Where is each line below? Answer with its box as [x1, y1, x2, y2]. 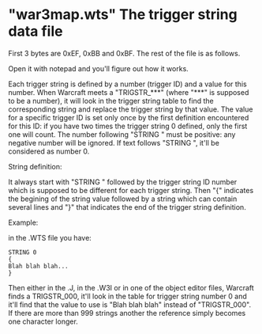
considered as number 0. [8, 146, 90, 156]
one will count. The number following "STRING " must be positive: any [8, 129, 236, 139]
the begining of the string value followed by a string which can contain [8, 194, 238, 203]
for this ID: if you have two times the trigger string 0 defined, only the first [8, 121, 248, 131]
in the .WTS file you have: [8, 233, 92, 242]
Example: [8, 218, 39, 227]
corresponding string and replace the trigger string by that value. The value [8, 104, 253, 114]
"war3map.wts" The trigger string [8, 6, 238, 24]
